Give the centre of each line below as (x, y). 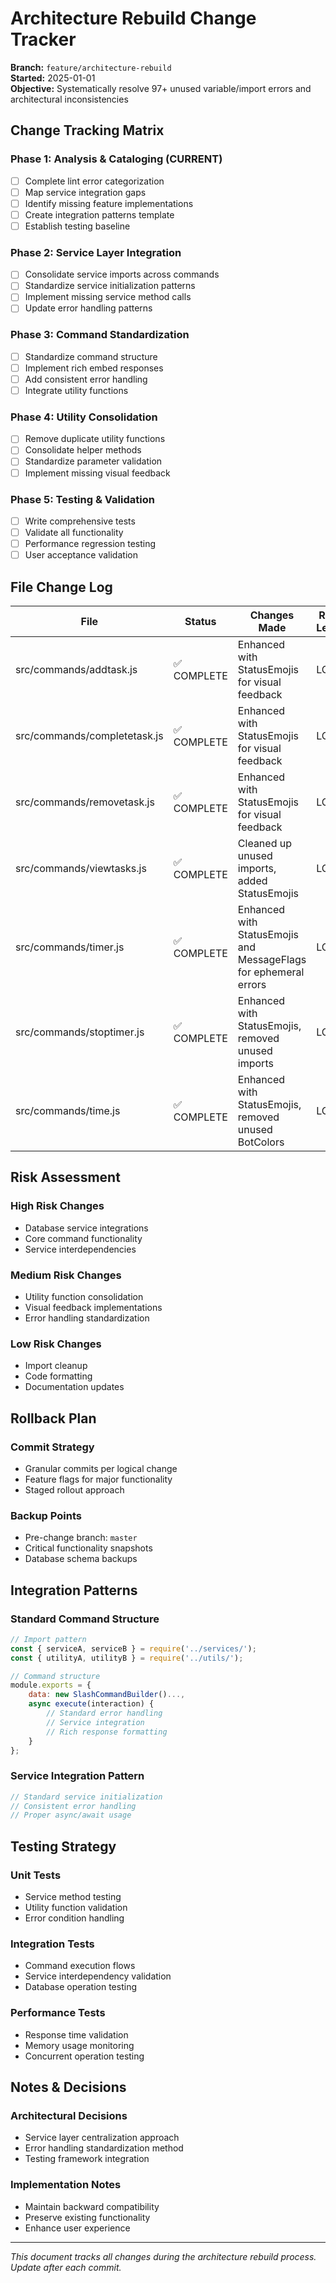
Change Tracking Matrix (87, 130)
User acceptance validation (81, 555)
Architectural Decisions (69, 2115)
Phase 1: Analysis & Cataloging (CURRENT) (116, 159)
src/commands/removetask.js (85, 802)
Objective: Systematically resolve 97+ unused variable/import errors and (161, 88)
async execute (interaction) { (91, 1704)
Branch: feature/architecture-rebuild (91, 67)
